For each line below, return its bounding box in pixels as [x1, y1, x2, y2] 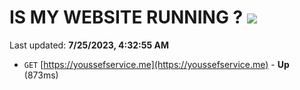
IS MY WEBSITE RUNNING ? [9, 6, 244, 29]
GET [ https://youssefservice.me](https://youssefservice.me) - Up [23, 58, 290, 70]
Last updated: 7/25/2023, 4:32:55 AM [9, 39, 169, 51]
